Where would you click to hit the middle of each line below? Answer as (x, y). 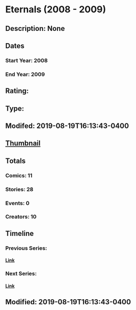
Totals (15, 161)
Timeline (20, 233)
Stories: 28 (19, 189)
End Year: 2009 (25, 74)
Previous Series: (26, 248)
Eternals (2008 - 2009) (56, 10)
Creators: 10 (21, 217)
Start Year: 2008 (26, 60)
